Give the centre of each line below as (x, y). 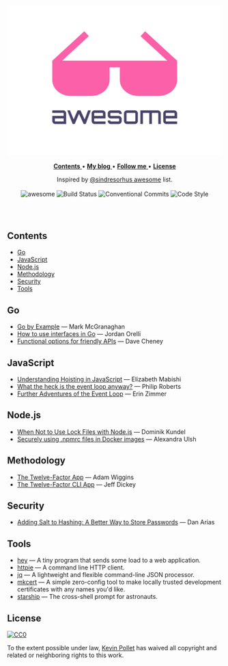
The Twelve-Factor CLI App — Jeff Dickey (76, 484)
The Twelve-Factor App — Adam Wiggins (75, 477)
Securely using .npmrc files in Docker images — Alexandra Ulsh (106, 439)
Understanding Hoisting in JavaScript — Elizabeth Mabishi (99, 379)
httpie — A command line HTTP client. (71, 567)
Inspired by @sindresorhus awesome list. (115, 179)
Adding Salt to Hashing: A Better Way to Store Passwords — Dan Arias (116, 522)
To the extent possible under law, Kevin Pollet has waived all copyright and (112, 648)
